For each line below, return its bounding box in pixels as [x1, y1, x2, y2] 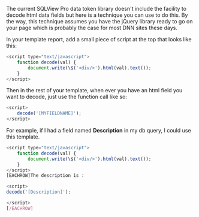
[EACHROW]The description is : [6, 173, 85, 179]
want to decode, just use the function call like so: [6, 93, 128, 101]
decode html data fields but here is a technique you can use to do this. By [6, 11, 188, 19]
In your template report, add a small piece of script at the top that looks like [6, 36, 192, 43]
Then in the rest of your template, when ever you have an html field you [6, 87, 183, 94]
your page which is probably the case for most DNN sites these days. [6, 24, 178, 31]
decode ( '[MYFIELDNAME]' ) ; [17, 110, 82, 116]
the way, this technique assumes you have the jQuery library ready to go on [6, 18, 193, 25]
